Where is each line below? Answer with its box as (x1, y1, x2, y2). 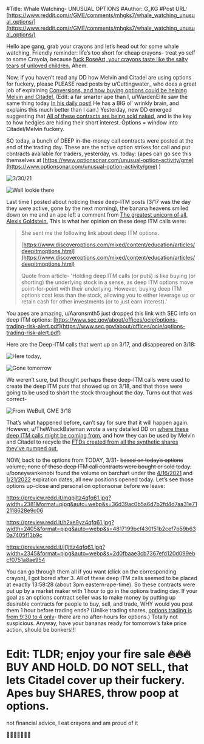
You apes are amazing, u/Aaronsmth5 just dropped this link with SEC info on (6, 309, 197, 317)
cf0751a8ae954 (6, 556, 46, 563)
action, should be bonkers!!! (6, 626, 76, 633)
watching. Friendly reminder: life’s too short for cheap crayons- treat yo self (6, 49, 195, 56)
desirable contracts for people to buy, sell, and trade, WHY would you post (6, 600, 193, 607)
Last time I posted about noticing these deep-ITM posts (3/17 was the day (6, 198, 191, 205)
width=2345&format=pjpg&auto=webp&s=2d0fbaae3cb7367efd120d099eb (6, 550, 195, 557)
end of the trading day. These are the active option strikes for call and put (6, 144, 191, 150)
